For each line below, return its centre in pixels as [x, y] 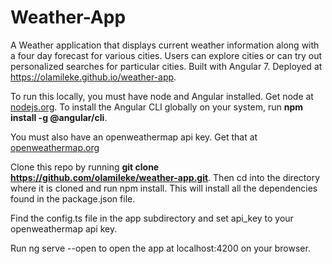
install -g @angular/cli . [59, 117]
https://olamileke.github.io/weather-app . [93, 77]
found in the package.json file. [73, 198]
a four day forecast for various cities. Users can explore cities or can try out [166, 55]
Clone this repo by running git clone [85, 167]
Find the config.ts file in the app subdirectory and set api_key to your [152, 218]
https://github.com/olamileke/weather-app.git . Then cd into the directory [165, 177]
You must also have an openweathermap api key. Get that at [134, 137]
